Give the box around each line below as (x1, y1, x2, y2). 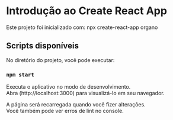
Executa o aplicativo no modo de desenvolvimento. (6, 83, 131, 90)
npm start (6, 71, 34, 78)
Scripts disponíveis (6, 41, 79, 51)
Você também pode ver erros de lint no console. (6, 108, 124, 115)
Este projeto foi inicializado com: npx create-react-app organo (6, 24, 158, 31)
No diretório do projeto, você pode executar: (6, 56, 115, 63)
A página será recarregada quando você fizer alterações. (6, 101, 146, 108)
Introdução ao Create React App (6, 4, 168, 18)
